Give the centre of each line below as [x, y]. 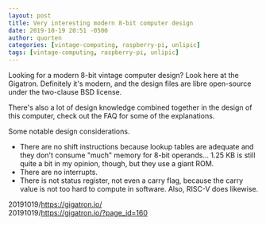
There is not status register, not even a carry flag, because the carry [131, 180]
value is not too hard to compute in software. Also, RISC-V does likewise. [139, 189]
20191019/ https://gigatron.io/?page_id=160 [78, 213]
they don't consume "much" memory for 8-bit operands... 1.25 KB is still [137, 155]
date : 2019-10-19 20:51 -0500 [58, 30]
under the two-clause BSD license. [65, 92]
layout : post [30, 16]
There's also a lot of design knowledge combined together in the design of [130, 107]
